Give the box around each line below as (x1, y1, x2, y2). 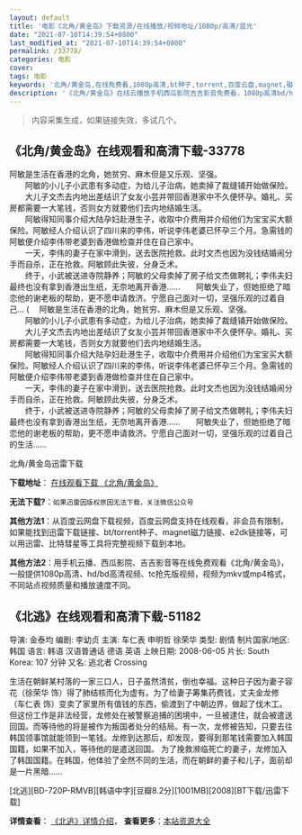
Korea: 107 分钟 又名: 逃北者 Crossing (9, 657, 148, 667)
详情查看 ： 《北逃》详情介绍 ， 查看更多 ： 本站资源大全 (9, 816, 211, 827)
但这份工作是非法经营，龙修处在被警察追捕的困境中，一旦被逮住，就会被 (9, 710, 277, 721)
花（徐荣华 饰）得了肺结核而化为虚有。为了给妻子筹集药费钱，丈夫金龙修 (9, 687, 280, 698)
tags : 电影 (9, 72, 48, 81)
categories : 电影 (9, 55, 72, 64)
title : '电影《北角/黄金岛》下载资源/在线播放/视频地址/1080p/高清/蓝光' (9, 22, 258, 31)
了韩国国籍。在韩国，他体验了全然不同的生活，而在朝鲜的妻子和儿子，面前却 (9, 755, 293, 766)
